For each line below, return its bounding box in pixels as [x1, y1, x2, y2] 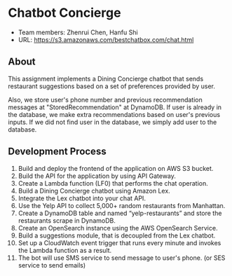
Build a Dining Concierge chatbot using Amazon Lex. [18, 186, 170, 195]
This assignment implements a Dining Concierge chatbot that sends [8, 74, 204, 83]
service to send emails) [18, 261, 86, 269]
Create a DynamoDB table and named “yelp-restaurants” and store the [18, 209, 222, 217]
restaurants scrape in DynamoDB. [18, 216, 116, 225]
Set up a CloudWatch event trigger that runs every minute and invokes [18, 238, 221, 247]
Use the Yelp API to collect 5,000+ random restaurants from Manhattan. [18, 201, 226, 209]
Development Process [8, 146, 107, 158]
